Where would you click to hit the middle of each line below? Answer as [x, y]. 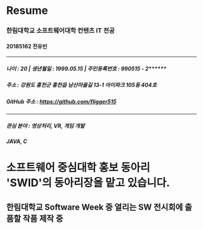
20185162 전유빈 [27, 46]
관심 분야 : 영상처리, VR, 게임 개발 [46, 125]
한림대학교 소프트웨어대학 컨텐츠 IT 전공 [60, 31]
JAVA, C [17, 141]
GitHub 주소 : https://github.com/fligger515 [61, 101]
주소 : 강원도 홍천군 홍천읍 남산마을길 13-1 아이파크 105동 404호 [82, 85]
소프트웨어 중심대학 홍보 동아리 [78, 168]
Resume [27, 11]
